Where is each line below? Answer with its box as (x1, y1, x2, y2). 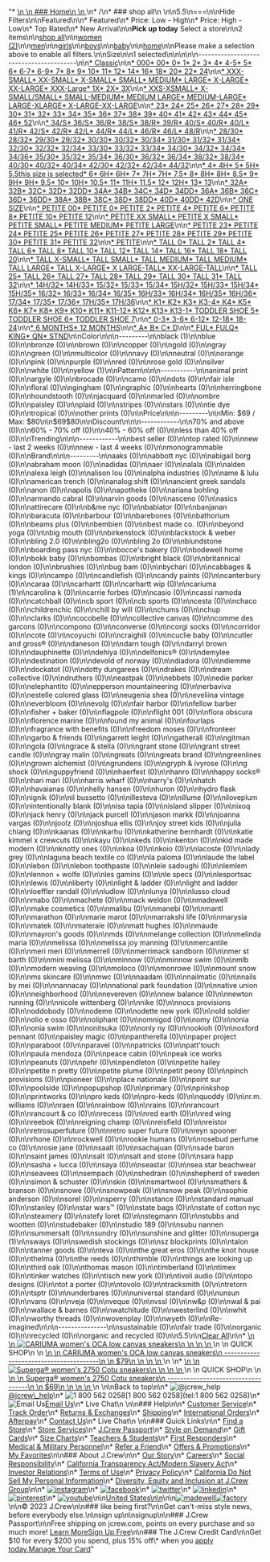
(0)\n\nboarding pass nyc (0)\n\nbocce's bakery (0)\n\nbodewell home (8, 545, 243, 554)
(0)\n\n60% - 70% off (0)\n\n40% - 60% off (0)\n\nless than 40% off (8, 425, 239, 435)
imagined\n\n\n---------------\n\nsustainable (8, 1322, 158, 1331)
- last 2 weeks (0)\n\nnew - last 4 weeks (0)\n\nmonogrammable (8, 442, 223, 452)
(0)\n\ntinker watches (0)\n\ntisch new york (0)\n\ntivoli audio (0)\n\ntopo (8, 1271, 253, 1281)
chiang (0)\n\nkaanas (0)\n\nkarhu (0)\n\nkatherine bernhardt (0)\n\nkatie (8, 827, 253, 836)
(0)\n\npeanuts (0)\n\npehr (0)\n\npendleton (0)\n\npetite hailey (8, 1057, 221, 1067)
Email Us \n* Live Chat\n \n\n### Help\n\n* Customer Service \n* (45, 1399, 257, 1408)
